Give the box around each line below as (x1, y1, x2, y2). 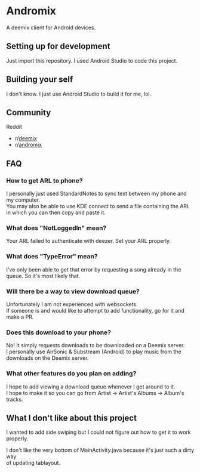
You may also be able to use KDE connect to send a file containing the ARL (6, 203, 190, 210)
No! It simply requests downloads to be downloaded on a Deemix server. (6, 342, 185, 349)
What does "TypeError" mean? (6, 252, 98, 261)
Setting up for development (6, 41, 110, 51)
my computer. (6, 196, 41, 203)
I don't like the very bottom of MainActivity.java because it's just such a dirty (6, 446, 195, 454)
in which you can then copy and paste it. (6, 209, 106, 216)
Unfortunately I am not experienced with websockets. (6, 300, 139, 308)
